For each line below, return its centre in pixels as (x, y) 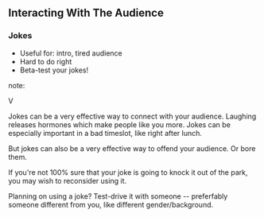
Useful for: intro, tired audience (71, 53)
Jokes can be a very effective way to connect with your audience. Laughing (132, 116)
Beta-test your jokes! (54, 70)
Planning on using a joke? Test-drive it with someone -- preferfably (118, 196)
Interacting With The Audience (86, 13)
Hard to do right (46, 61)
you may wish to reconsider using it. (68, 180)
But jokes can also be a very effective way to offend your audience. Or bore (132, 148)
